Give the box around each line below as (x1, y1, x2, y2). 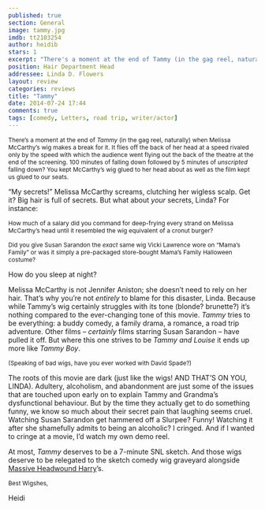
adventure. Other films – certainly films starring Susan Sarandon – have (8, 326, 240, 336)
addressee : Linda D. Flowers (8, 70, 104, 78)
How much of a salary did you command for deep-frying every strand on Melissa (8, 218, 234, 227)
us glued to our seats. (8, 173, 69, 181)
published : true (8, 11, 62, 20)
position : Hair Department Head (8, 63, 114, 71)
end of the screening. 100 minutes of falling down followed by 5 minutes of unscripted (8, 158, 248, 166)
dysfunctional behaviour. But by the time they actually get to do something (8, 398, 250, 407)
